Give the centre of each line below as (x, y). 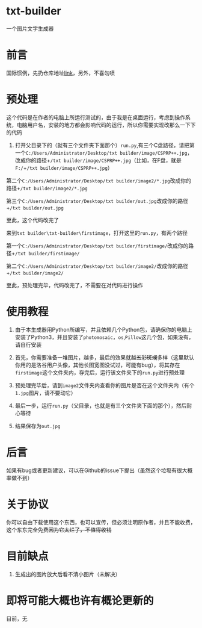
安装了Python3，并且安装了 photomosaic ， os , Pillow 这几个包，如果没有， (104, 337)
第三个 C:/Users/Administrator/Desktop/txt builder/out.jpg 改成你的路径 (97, 201)
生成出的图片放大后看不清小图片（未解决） (68, 574)
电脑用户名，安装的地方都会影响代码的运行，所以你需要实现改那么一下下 (106, 125)
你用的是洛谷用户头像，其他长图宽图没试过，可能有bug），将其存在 (97, 365)
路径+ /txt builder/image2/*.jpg (47, 188)
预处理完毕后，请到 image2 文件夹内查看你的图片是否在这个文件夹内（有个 (105, 385)
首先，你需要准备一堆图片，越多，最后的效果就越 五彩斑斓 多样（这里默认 (104, 357)
